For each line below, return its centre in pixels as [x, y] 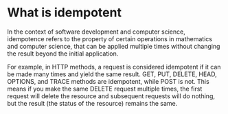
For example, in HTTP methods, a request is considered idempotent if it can [114, 67]
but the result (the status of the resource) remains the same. [92, 103]
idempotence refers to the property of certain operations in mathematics [110, 38]
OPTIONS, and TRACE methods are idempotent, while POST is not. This [108, 81]
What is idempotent [65, 13]
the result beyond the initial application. [63, 54]
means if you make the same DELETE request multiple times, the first [105, 89]
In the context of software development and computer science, [96, 32]
